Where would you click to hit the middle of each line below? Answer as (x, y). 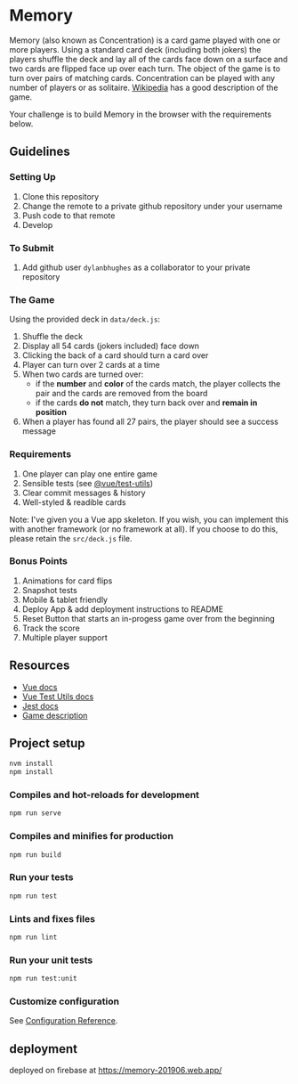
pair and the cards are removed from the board (121, 394)
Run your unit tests (51, 960)
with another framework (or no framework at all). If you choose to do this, (144, 529)
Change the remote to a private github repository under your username (152, 206)
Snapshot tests (49, 590)
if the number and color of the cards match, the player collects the (158, 384)
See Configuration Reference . (64, 1021)
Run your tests (41, 877)
